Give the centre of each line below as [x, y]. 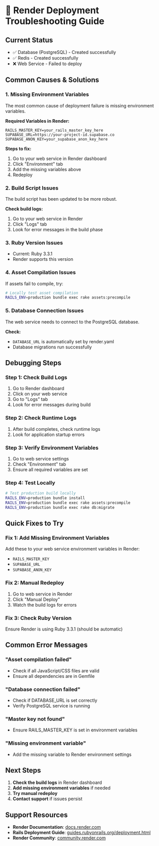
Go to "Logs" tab [30, 399]
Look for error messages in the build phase [58, 229]
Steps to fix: [18, 148]
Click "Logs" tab [30, 224]
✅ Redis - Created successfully [45, 58]
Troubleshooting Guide [55, 21]
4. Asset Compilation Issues [41, 272]
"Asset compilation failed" [39, 660]
